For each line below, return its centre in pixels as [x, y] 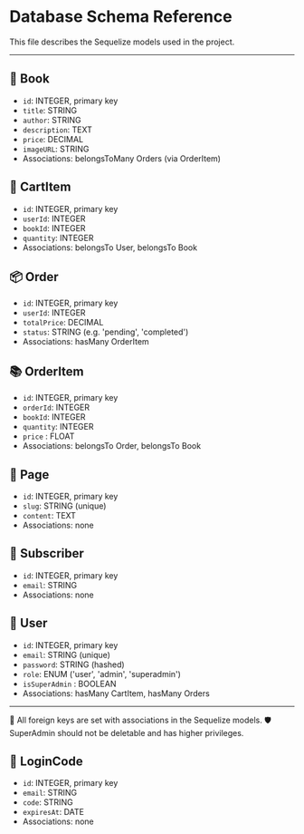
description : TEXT [57, 130]
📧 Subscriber [47, 553]
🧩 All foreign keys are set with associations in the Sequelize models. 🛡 [140, 720]
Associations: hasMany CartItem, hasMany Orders [116, 693]
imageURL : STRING [56, 149]
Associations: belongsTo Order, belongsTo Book [112, 446]
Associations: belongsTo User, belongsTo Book [109, 247]
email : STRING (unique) [66, 655]
